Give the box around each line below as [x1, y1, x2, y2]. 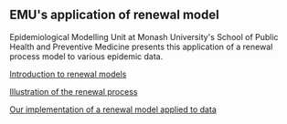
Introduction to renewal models [9, 68, 127, 79]
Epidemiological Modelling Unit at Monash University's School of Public [9, 31, 279, 42]
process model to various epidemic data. [9, 50, 164, 62]
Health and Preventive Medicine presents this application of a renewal [9, 41, 273, 52]
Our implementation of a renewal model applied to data [9, 104, 217, 115]
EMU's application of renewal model [9, 7, 219, 23]
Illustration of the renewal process [9, 86, 138, 97]
